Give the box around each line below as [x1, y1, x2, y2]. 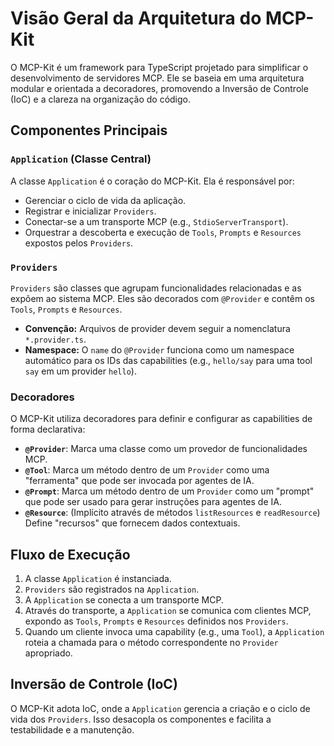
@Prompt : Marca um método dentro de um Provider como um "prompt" [24, 485, 315, 497]
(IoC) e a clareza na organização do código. [10, 93, 192, 105]
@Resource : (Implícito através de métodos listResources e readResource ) [24, 507, 321, 519]
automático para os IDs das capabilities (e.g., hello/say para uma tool [24, 354, 313, 366]
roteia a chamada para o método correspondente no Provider [24, 637, 279, 649]
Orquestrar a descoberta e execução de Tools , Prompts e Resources [24, 226, 302, 238]
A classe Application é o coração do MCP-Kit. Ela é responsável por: [10, 175, 295, 187]
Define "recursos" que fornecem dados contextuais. [24, 517, 241, 529]
